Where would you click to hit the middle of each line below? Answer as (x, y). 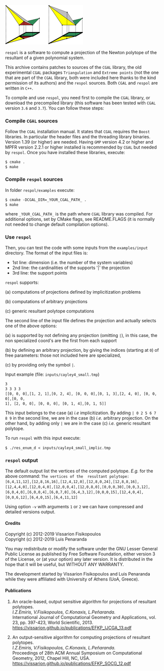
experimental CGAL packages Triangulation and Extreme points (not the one (82, 72)
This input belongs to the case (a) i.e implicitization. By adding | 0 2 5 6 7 (81, 413)
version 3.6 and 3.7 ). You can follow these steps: (55, 108)
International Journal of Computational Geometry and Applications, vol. (84, 617)
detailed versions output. (30, 512)
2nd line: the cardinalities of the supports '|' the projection (71, 268)
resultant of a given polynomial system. (45, 58)
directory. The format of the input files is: (47, 253)
